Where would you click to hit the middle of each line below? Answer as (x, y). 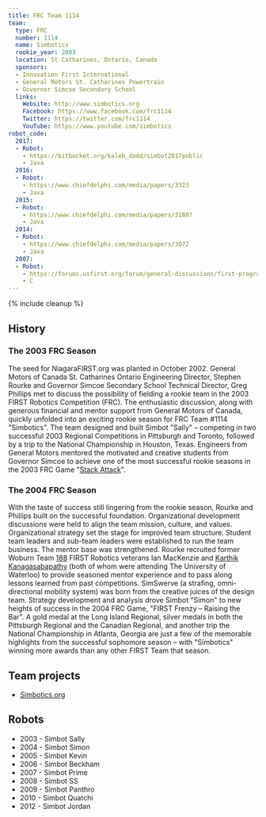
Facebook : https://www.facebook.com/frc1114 (97, 112)
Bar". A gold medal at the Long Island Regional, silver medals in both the (125, 617)
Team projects (44, 675)
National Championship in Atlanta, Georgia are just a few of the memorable (130, 634)
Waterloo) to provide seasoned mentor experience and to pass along (120, 575)
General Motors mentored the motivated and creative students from (118, 452)
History (27, 329)
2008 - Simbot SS (49, 781)
